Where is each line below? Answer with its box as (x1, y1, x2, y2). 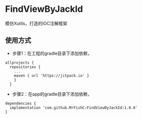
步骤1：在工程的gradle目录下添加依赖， (12, 50, 92, 56)
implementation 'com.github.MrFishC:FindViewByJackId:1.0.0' (9, 105, 138, 110)
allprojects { (5, 60, 35, 65)
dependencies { (5, 101, 36, 106)
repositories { (9, 64, 41, 70)
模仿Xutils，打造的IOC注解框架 (5, 20, 68, 26)
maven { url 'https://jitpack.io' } (14, 73, 90, 78)
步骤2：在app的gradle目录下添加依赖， (12, 91, 92, 97)
